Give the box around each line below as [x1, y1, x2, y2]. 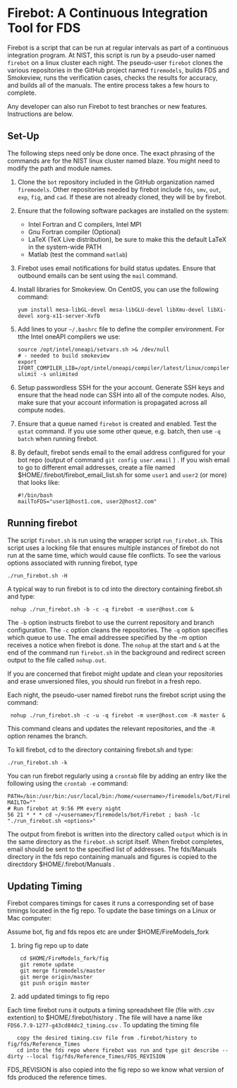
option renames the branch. [7, 732, 88, 740]
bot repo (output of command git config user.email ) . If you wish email [17, 455, 230, 464]
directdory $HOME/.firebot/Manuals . [7, 860, 115, 868]
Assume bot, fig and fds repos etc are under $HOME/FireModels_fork [7, 928, 209, 936]
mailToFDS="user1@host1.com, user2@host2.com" [17, 498, 157, 505]
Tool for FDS [7, 20, 81, 36]
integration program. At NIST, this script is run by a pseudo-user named [7, 51, 216, 59]
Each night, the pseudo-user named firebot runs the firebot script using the [7, 691, 226, 699]
